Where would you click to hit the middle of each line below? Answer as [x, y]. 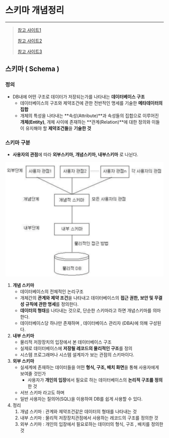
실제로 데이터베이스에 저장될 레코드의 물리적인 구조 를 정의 [76, 348]
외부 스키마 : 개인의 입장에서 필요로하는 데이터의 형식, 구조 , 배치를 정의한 [92, 424]
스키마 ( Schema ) [32, 69]
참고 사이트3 [30, 52]
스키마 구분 [18, 142]
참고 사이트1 [29, 30]
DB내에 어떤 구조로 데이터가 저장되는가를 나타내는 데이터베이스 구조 [78, 96]
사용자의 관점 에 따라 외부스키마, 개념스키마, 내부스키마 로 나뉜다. [75, 154]
